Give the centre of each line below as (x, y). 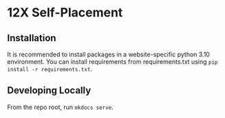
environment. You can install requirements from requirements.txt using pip (112, 62)
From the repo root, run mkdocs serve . (60, 107)
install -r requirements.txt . (50, 69)
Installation (32, 38)
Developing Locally (49, 91)
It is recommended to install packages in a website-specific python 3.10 (108, 54)
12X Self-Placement (65, 13)
